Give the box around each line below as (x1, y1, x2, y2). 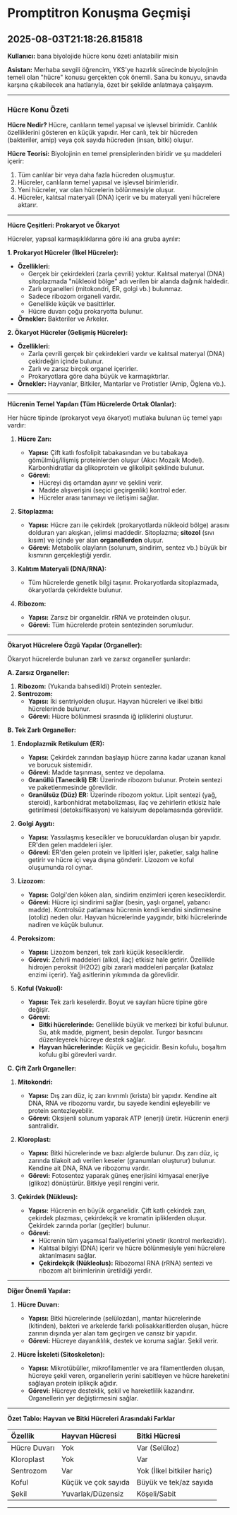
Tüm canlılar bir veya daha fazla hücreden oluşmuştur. (17, 171, 175, 179)
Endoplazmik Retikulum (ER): (17, 740, 104, 748)
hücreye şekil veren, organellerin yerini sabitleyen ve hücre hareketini (28, 1372, 230, 1380)
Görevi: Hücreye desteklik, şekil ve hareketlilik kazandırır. (28, 1386, 195, 1395)
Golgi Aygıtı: (17, 820, 55, 828)
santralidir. (28, 1121, 59, 1130)
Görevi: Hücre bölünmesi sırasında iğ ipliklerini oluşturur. (28, 712, 193, 721)
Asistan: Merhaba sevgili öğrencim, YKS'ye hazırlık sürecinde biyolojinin (7, 66, 219, 73)
